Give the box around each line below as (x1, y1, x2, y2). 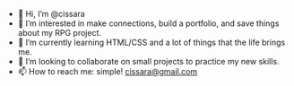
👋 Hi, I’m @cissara (17, 9, 85, 19)
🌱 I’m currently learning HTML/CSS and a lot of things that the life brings (17, 37, 286, 47)
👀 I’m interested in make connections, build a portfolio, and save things (17, 18, 280, 29)
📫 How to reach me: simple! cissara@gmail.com (17, 66, 198, 76)
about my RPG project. (17, 28, 101, 38)
